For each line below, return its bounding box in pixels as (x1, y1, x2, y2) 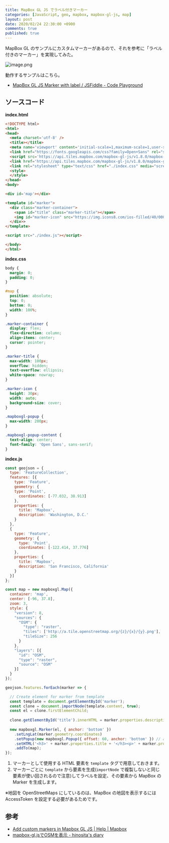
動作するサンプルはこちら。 (5, 72, 63, 78)
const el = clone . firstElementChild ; (10, 708, 89, 714)
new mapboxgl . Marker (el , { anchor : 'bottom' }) (10, 727, 112, 732)
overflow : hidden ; (10, 363, 49, 368)
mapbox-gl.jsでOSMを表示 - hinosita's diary (12, 832, 104, 838)
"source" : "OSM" (18, 662, 53, 667)
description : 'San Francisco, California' (18, 564, 109, 569)
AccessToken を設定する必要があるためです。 (5, 796, 100, 802)
